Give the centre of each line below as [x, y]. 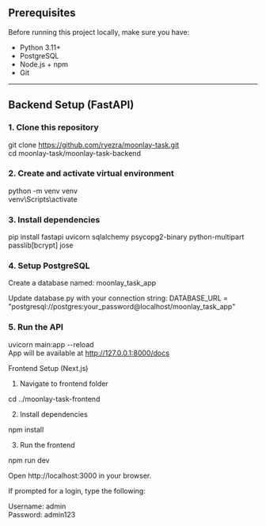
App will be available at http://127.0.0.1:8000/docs [89, 353]
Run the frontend [47, 445]
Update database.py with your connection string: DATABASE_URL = [118, 298]
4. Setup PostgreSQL [49, 266]
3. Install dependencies [54, 219]
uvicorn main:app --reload [51, 344]
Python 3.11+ [40, 47]
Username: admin [37, 506]
